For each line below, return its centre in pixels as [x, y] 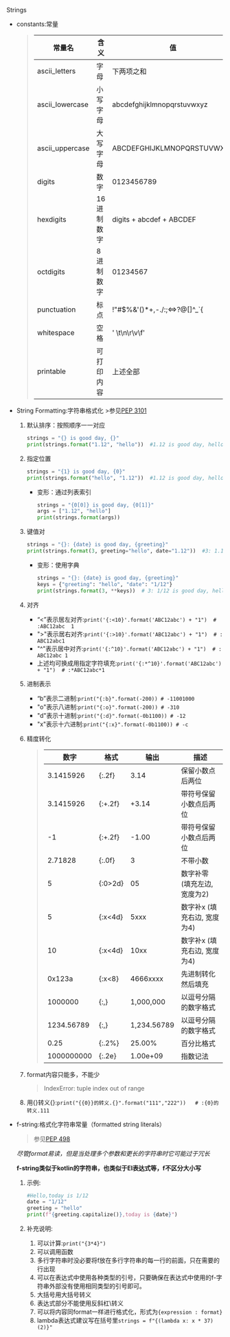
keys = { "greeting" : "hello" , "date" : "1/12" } [105, 584]
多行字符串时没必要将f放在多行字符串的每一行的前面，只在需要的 [128, 1260]
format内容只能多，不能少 [63, 1074]
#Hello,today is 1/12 [57, 1196]
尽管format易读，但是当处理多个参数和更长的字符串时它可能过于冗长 [113, 1153]
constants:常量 [37, 24]
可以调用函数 [55, 1252]
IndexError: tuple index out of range [94, 1088]
